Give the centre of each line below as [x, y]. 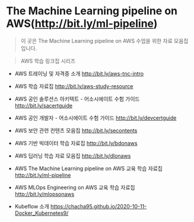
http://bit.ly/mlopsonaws [44, 194]
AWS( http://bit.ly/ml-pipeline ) [82, 24]
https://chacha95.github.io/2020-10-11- [98, 206]
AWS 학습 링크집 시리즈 [48, 61]
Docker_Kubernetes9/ [42, 213]
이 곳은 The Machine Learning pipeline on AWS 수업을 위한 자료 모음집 [104, 40]
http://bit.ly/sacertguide [44, 105]
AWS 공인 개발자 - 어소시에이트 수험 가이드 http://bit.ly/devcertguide [96, 118]
